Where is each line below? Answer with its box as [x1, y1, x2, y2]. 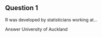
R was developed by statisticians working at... [5, 17, 98, 22]
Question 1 [5, 4, 38, 12]
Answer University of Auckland [5, 26, 68, 32]
